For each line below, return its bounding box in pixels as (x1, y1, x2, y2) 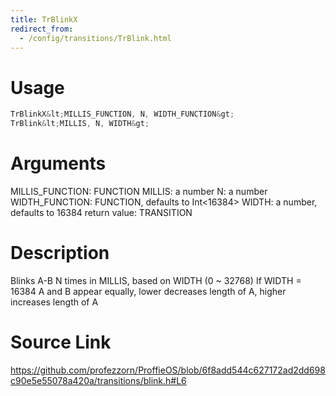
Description (10, 242, 110, 265)
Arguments (10, 152, 107, 175)
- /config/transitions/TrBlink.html (19, 33, 172, 43)
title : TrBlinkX (10, 14, 78, 25)
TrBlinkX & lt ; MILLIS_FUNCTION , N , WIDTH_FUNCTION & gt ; (10, 109, 235, 120)
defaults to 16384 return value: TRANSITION (10, 207, 193, 218)
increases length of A (10, 296, 99, 308)
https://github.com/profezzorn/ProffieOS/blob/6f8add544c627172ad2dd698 (10, 364, 326, 376)
